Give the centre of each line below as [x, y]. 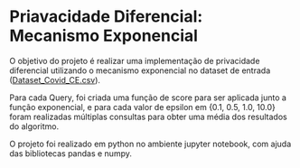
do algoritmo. [34, 126]
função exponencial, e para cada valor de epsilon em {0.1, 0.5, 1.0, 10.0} [142, 107]
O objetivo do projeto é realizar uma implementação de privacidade [135, 61]
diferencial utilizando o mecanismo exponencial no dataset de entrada [140, 70]
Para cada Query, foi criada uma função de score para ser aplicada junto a [148, 98]
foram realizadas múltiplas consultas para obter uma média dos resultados [148, 117]
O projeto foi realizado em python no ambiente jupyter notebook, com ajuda [150, 144]
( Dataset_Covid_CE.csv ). [55, 79]
